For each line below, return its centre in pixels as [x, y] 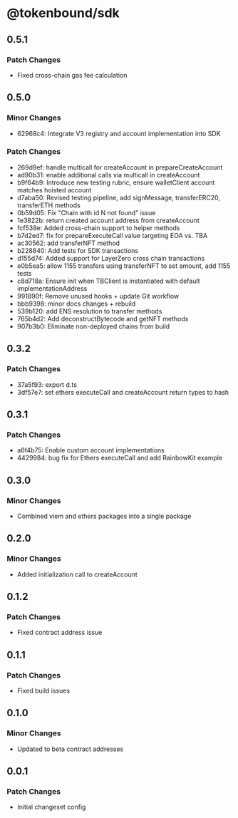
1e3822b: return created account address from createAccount [108, 220]
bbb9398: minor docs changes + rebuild [76, 304]
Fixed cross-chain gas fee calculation [72, 75]
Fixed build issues [43, 690]
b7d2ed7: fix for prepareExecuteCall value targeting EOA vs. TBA [112, 235]
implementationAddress [52, 288]
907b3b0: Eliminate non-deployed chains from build [93, 326]
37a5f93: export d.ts [47, 384]
